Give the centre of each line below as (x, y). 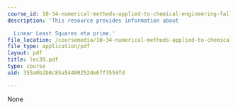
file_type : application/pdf (49, 47)
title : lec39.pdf (33, 60)
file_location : (30, 40)
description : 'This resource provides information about (93, 21)
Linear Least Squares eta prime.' (64, 33)
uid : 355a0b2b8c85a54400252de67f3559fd (66, 73)
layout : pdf (25, 53)
